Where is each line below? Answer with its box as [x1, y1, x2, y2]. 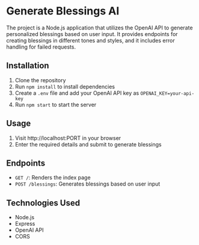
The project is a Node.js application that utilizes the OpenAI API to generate [6, 24, 194, 31]
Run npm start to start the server [14, 101, 97, 108]
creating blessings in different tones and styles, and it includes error [6, 37, 176, 44]
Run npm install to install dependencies [14, 83, 115, 90]
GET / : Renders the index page [14, 174, 91, 181]
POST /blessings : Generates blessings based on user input [14, 180, 161, 187]
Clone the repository [14, 76, 66, 83]
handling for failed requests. [6, 43, 76, 50]
